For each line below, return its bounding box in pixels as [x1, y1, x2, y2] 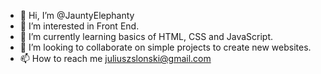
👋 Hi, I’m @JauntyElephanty [19, 10, 135, 21]
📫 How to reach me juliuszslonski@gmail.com [19, 53, 212, 64]
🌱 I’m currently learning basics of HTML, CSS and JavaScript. [19, 31, 274, 42]
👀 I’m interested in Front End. [19, 20, 140, 32]
